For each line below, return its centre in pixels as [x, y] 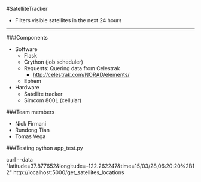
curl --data [19, 159]
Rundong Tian [32, 130]
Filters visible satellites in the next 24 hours [68, 20]
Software [26, 49]
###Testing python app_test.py [45, 148]
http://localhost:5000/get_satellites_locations [68, 172]
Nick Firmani [31, 123]
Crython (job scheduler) [54, 62]
